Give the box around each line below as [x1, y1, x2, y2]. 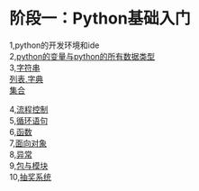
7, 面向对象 [9, 137, 48, 149]
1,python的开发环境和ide [9, 40, 100, 50]
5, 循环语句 [9, 114, 48, 126]
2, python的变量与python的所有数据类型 [9, 50, 156, 61]
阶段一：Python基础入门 [9, 8, 191, 29]
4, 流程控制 [9, 104, 49, 114]
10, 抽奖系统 [9, 171, 52, 182]
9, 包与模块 [9, 159, 49, 171]
